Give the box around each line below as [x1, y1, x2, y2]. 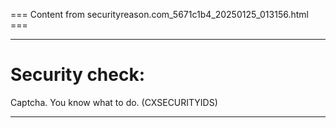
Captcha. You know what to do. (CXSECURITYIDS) [10, 96, 218, 108]
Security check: [10, 64, 146, 86]
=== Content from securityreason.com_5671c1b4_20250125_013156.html [10, 9, 309, 20]
